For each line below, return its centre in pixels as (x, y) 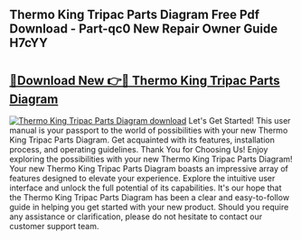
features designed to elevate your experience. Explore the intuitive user (142, 178)
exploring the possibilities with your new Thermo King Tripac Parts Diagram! (151, 159)
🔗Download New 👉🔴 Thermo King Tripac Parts (145, 80)
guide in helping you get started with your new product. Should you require (149, 207)
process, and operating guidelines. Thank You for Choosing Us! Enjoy (139, 149)
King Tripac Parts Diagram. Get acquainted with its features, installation (142, 140)
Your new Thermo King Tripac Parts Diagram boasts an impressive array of (149, 169)
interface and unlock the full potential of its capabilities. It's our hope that (146, 188)
